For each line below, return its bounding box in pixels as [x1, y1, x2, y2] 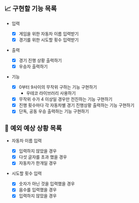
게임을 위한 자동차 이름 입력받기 [18, 31, 79, 36]
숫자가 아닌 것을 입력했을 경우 [18, 181, 75, 187]
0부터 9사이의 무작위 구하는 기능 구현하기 [18, 84, 97, 90]
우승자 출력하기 [18, 63, 48, 69]
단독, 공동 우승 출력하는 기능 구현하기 [18, 109, 89, 114]
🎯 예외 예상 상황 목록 [4, 124, 62, 132]
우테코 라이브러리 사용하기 [26, 90, 76, 96]
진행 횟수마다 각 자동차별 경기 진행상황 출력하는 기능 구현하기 [18, 102, 135, 108]
